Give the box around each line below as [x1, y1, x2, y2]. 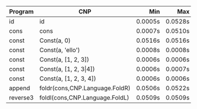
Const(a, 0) [39, 36, 71, 45]
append [9, 84, 30, 92]
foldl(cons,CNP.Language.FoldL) [39, 94, 130, 101]
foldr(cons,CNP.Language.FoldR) [39, 84, 131, 92]
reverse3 [9, 94, 34, 101]
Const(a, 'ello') [39, 46, 80, 54]
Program [9, 8, 34, 15]
